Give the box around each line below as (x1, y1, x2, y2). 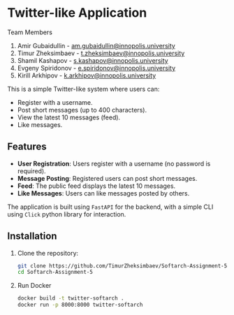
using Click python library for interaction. (7, 210, 126, 218)
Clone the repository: (17, 249, 79, 257)
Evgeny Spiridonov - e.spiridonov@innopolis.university (17, 64, 176, 72)
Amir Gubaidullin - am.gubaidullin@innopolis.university (17, 41, 176, 50)
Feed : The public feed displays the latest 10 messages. (17, 182, 176, 190)
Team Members (7, 28, 52, 36)
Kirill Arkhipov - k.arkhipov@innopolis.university (17, 71, 156, 80)
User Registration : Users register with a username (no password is (17, 159, 211, 168)
